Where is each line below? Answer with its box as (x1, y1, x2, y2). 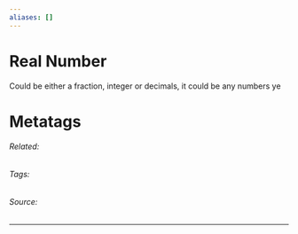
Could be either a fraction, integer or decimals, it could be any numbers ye (9, 81, 281, 91)
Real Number (9, 51, 107, 71)
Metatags (9, 112, 82, 131)
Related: (9, 141, 40, 152)
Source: (9, 196, 38, 207)
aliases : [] (9, 12, 53, 22)
